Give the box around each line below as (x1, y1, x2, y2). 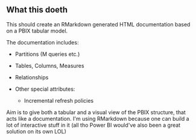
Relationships (14, 73, 49, 81)
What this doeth (6, 5, 68, 15)
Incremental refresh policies (24, 97, 94, 104)
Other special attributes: (14, 85, 75, 93)
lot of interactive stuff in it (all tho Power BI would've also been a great (6, 121, 181, 129)
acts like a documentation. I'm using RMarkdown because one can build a (6, 115, 189, 122)
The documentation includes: (6, 38, 79, 46)
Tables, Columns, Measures (14, 62, 84, 69)
